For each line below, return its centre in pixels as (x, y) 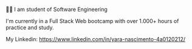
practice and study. (30, 28)
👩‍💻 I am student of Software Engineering (57, 9)
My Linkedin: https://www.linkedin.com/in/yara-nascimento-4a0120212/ (96, 39)
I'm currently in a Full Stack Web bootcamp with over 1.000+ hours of (92, 21)
